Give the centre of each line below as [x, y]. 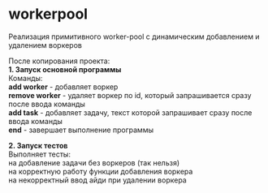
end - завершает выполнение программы [81, 130]
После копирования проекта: [59, 61]
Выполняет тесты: [40, 154]
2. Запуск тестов [38, 145]
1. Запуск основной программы [65, 69]
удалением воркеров [45, 45]
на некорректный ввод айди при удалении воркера [97, 180]
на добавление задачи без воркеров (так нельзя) [94, 162]
